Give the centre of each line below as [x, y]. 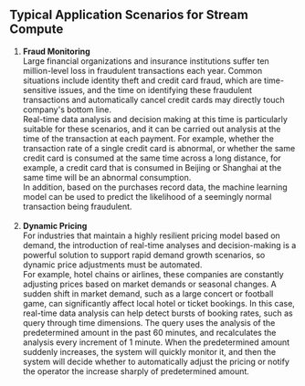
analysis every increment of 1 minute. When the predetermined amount [156, 342]
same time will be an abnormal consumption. [107, 177]
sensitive [40, 89]
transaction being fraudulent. [77, 206]
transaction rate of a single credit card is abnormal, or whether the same [159, 148]
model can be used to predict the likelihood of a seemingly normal [147, 196]
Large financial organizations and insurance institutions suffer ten [146, 61]
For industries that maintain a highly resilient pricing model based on [151, 235]
